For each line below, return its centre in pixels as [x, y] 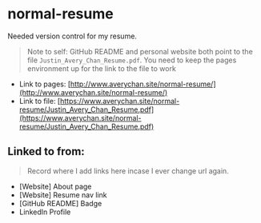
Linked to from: [46, 151]
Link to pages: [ [45, 84]
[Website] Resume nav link [63, 195]
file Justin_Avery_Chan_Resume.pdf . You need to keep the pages [132, 60]
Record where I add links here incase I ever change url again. [128, 171]
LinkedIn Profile [45, 212]
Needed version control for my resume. [72, 36]
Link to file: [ [40, 101]
